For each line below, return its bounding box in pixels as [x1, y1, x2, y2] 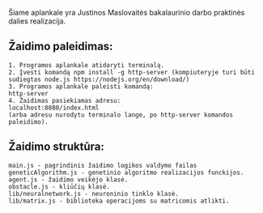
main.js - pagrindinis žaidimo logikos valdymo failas [8, 161, 197, 169]
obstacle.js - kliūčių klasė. [8, 182, 111, 190]
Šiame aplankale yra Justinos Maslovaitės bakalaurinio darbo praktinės [8, 8, 245, 17]
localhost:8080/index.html [8, 104, 100, 112]
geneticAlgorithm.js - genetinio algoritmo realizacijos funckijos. [8, 168, 244, 177]
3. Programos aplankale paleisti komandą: [8, 82, 154, 91]
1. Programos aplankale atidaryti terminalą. [8, 61, 164, 69]
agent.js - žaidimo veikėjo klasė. [8, 175, 129, 184]
